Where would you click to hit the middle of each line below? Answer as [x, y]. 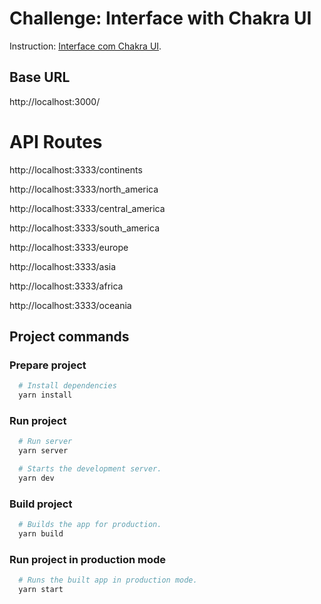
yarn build [41, 534]
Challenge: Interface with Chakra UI [160, 18]
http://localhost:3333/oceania [70, 305]
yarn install [45, 395]
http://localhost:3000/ [55, 101]
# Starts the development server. [90, 469]
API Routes [56, 141]
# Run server [45, 442]
